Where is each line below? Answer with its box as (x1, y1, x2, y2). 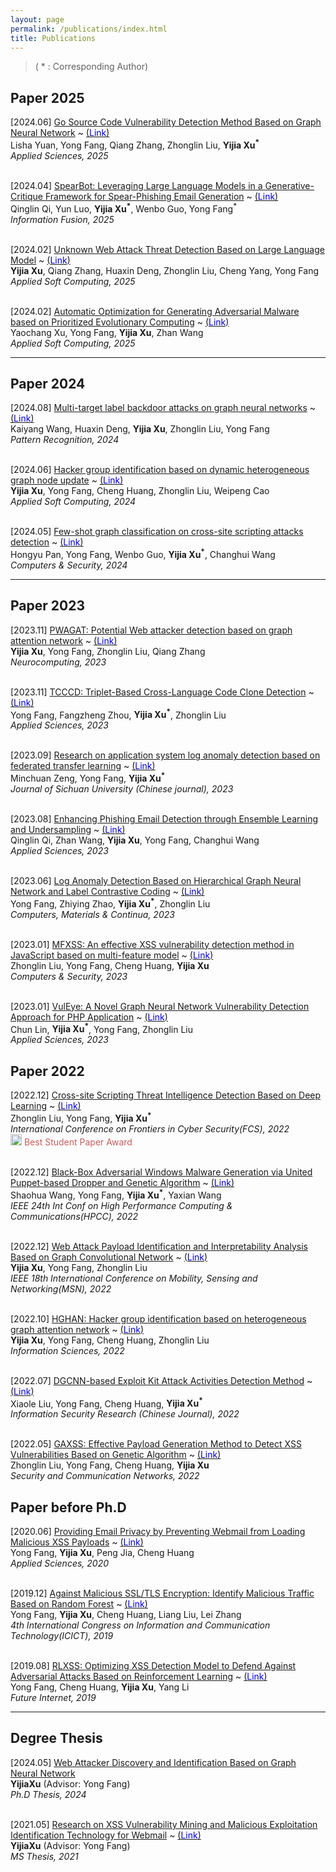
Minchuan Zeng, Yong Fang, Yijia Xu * (10, 771, 166, 785)
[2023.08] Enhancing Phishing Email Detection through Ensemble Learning (10, 813, 319, 825)
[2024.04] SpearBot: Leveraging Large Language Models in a (10, 179, 263, 191)
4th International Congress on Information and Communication (10, 1619, 271, 1631)
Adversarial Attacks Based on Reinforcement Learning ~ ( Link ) (10, 1671, 268, 1682)
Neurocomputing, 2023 (10, 656, 107, 668)
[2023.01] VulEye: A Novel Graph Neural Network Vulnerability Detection (10, 1000, 310, 1012)
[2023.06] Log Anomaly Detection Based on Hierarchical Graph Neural (10, 875, 302, 887)
